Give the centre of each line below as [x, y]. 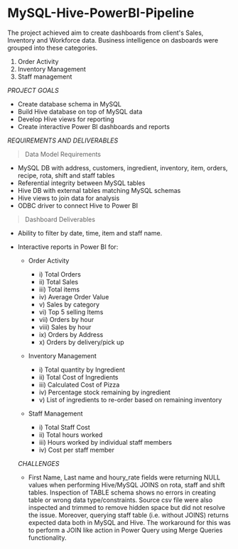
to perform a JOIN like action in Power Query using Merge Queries [125, 530]
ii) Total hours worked [71, 435]
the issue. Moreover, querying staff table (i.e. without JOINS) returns [129, 515]
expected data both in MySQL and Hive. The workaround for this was [129, 522]
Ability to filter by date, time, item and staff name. [90, 233]
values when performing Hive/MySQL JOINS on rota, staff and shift [126, 484]
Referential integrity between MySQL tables [81, 183]
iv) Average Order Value [74, 296]
